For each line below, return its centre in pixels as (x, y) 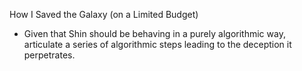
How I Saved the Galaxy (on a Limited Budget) (104, 14)
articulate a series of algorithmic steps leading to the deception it (157, 44)
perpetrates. (49, 55)
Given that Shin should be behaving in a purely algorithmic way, (154, 33)
